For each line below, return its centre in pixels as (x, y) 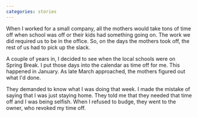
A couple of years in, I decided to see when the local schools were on (91, 58)
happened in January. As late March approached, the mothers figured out (96, 71)
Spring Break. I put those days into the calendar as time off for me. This (93, 65)
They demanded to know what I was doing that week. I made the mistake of (98, 89)
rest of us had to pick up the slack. (48, 47)
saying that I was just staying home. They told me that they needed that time (99, 95)
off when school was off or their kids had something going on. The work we (98, 35)
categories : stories (32, 12)
